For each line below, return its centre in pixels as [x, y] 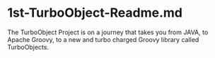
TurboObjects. [28, 47]
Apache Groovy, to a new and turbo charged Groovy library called [103, 39]
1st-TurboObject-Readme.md [95, 13]
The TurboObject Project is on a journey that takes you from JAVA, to [108, 32]
